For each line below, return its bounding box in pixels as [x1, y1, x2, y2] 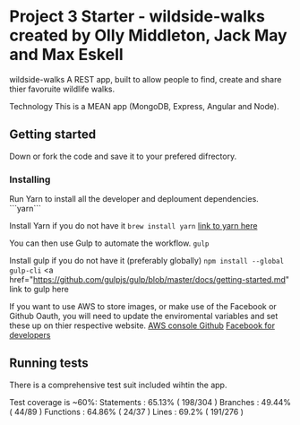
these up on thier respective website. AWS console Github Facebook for [9, 320, 276, 331]
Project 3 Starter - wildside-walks [9, 6, 266, 27]
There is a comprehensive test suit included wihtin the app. [9, 379, 227, 390]
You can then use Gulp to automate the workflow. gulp [9, 238, 210, 248]
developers [9, 330, 51, 341]
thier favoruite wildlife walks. [9, 83, 115, 94]
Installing [9, 173, 51, 186]
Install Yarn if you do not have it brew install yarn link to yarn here [9, 221, 258, 231]
